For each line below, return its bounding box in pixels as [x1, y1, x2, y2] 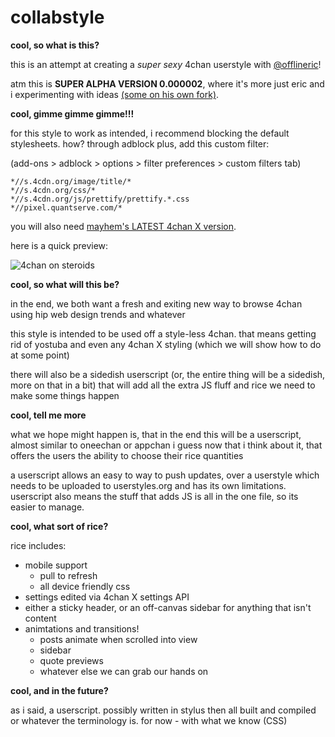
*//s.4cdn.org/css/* [10, 185, 97, 195]
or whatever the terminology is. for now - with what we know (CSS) [10, 714, 288, 726]
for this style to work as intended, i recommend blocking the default [10, 127, 290, 139]
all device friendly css [39, 580, 131, 592]
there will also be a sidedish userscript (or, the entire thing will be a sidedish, [10, 368, 326, 380]
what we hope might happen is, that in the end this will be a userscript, [10, 428, 302, 440]
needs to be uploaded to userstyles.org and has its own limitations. [10, 479, 287, 491]
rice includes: [10, 539, 67, 551]
